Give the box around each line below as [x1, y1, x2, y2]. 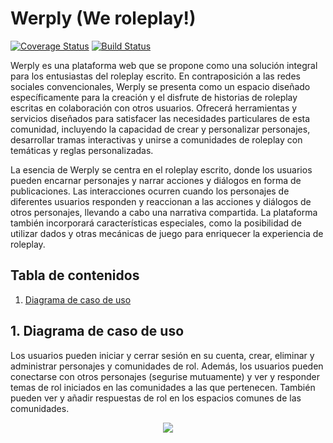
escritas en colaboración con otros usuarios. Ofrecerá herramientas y [10, 102, 298, 114]
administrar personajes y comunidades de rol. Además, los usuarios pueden [10, 360, 324, 372]
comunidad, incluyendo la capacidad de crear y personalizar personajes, [10, 123, 311, 135]
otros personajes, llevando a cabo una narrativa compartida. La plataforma [10, 206, 318, 218]
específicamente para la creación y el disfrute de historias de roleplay [10, 91, 298, 103]
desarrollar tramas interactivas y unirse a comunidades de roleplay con [10, 133, 303, 146]
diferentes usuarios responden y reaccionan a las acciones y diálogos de [10, 195, 312, 207]
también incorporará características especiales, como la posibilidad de [10, 217, 302, 229]
